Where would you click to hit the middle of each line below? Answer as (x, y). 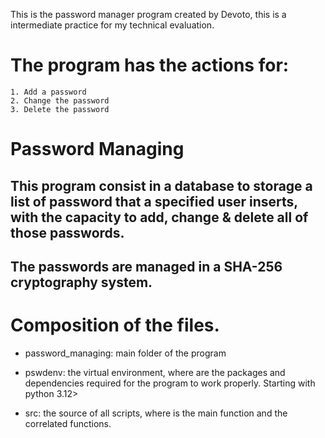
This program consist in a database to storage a (161, 185)
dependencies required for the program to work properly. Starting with (170, 383)
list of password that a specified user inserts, (154, 201)
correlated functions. (68, 423)
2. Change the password (60, 100)
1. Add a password (48, 92)
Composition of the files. (115, 325)
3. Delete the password (60, 109)
